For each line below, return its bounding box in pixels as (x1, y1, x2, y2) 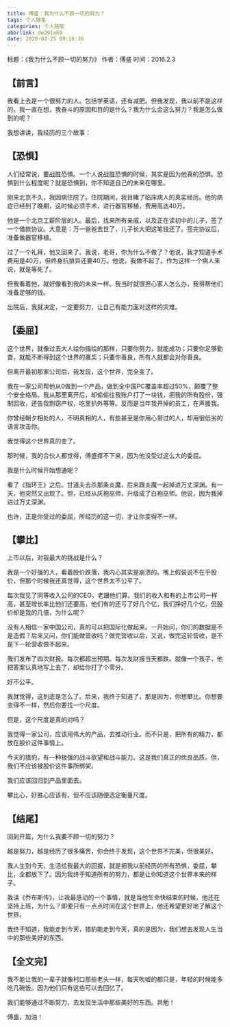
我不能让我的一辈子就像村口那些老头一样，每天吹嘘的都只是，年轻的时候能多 (7, 975, 223, 983)
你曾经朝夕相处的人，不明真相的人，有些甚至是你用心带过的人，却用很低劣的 (7, 413, 223, 422)
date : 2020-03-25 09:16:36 (7, 36, 84, 43)
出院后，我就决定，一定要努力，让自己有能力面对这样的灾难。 (7, 302, 181, 311)
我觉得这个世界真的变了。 (7, 437, 79, 445)
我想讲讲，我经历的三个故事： (7, 128, 91, 136)
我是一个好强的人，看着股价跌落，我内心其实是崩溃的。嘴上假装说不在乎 (7, 568, 211, 577)
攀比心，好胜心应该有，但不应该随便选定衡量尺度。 (7, 791, 151, 799)
